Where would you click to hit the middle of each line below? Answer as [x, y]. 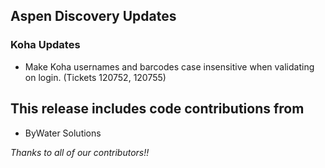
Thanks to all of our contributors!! [80, 152]
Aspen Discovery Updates [93, 16]
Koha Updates [45, 45]
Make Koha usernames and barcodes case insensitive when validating [169, 66]
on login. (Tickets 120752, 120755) [95, 77]
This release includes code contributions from [157, 109]
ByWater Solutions [63, 133]
